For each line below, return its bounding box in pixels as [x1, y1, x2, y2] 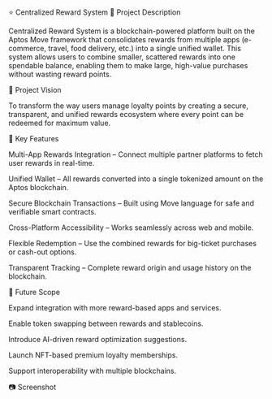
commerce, [8, 44, 47, 53]
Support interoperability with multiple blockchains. [8, 366, 177, 375]
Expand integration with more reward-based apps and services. [8, 303, 222, 312]
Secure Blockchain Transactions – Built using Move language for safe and [8, 198, 254, 208]
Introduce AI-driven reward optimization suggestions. [8, 335, 188, 344]
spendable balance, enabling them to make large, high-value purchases [8, 61, 248, 70]
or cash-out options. [8, 247, 77, 257]
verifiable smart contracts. [8, 207, 97, 216]
